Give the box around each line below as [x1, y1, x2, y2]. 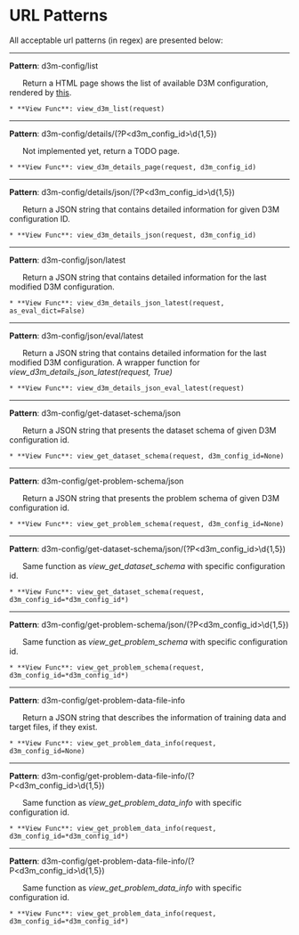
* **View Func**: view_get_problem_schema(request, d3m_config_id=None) [9, 519, 285, 528]
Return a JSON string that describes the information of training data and [21, 711, 287, 722]
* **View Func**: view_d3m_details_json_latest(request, [9, 298, 225, 307]
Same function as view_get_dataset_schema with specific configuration [21, 560, 286, 571]
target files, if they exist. [9, 721, 98, 732]
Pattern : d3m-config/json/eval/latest [9, 330, 144, 341]
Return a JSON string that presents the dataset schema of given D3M [21, 425, 277, 435]
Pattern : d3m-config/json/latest [9, 255, 126, 265]
